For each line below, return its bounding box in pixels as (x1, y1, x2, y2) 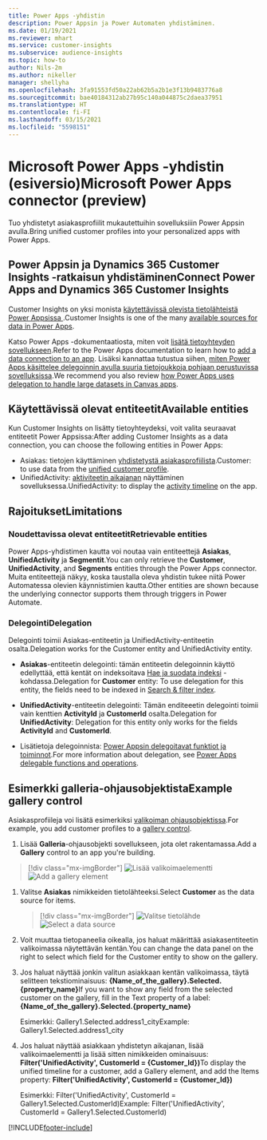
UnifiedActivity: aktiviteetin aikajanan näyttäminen (19, 473, 185, 483)
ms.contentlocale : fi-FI (8, 109, 91, 117)
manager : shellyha (8, 78, 69, 86)
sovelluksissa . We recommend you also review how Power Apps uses (8, 371, 235, 380)
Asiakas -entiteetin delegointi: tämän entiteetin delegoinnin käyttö (19, 660, 235, 669)
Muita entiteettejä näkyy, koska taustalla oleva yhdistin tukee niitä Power (8, 572, 245, 582)
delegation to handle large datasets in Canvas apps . (8, 379, 179, 388)
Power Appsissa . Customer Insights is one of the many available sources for (8, 312, 257, 322)
